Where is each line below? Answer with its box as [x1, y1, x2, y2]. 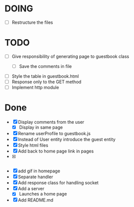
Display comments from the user [18, 119, 85, 125]
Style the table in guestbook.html [11, 73, 79, 79]
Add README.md [18, 197, 54, 203]
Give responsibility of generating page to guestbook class [11, 53, 129, 59]
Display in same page [19, 124, 63, 130]
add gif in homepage [18, 168, 60, 174]
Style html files [18, 142, 49, 149]
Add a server [18, 186, 45, 192]
